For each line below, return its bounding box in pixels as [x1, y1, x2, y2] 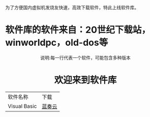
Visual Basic [8, 102, 37, 109]
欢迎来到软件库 [54, 74, 117, 86]
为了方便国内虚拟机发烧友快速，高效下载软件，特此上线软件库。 [5, 5, 139, 10]
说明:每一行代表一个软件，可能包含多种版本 [40, 54, 131, 61]
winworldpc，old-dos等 [5, 37, 108, 48]
